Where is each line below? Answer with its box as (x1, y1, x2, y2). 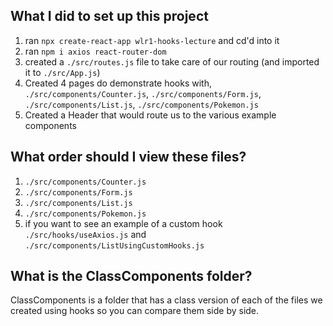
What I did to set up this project (10, 8, 209, 25)
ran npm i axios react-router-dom (24, 45, 167, 57)
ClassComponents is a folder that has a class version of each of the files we (10, 294, 323, 306)
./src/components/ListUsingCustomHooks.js (24, 240, 205, 251)
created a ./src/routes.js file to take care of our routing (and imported (24, 55, 320, 68)
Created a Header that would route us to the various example (24, 109, 277, 121)
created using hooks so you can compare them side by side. (10, 305, 260, 317)
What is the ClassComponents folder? (10, 268, 253, 285)
